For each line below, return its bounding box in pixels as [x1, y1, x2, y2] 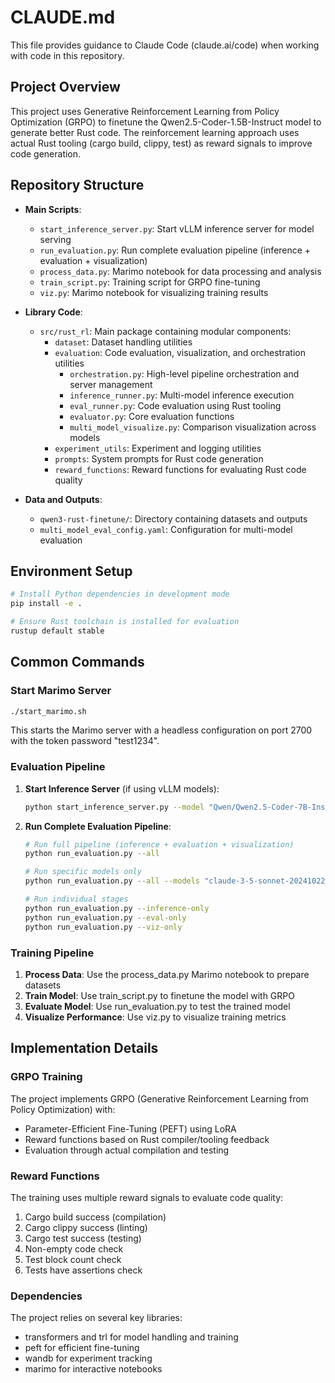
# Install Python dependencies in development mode [10, 589, 230, 600]
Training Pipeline [10, 946, 95, 960]
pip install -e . [10, 599, 83, 609]
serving [39, 233, 72, 245]
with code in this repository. [10, 49, 125, 61]
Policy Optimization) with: [10, 1103, 116, 1115]
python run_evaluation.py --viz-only [24, 922, 183, 932]
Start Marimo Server [10, 684, 112, 698]
